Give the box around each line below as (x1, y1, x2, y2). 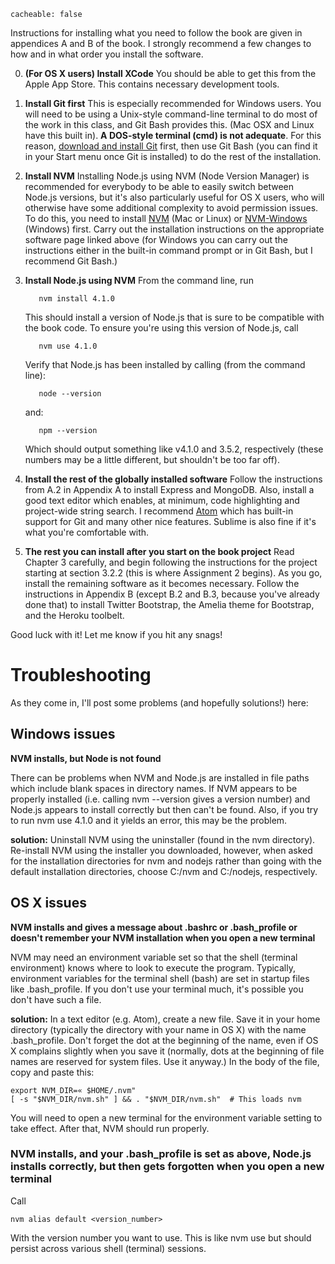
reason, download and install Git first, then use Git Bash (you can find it (24, 140, 318, 152)
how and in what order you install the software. (10, 48, 204, 60)
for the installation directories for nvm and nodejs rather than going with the (10, 855, 322, 867)
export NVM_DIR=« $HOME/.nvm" (10, 1085, 137, 1095)
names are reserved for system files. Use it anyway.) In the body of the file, (10, 1055, 320, 1067)
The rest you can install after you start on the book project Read (24, 546, 295, 557)
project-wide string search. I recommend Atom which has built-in (24, 505, 294, 517)
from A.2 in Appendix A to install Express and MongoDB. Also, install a (24, 484, 315, 495)
